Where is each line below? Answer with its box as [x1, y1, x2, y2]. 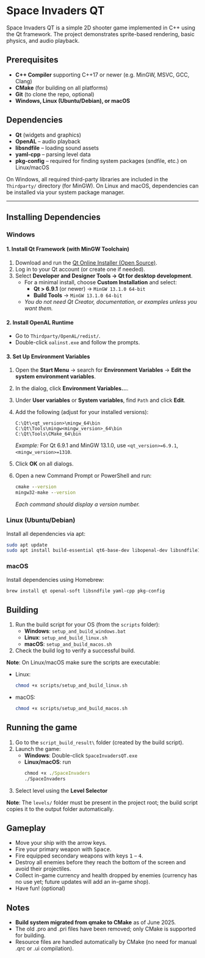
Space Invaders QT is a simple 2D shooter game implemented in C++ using [6, 24, 195, 31]
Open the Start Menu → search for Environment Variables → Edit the [15, 366, 191, 374]
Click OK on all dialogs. [15, 460, 74, 467]
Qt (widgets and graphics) [15, 131, 81, 138]
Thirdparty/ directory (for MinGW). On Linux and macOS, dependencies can [6, 182, 199, 189]
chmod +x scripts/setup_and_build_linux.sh [15, 682, 128, 689]
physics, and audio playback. [6, 37, 80, 44]
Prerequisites [6, 55, 59, 65]
